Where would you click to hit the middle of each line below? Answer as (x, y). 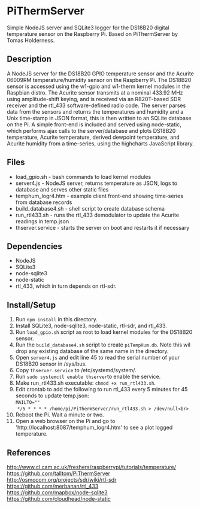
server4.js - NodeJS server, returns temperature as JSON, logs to (96, 183)
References (29, 453)
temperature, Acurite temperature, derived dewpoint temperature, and (93, 137)
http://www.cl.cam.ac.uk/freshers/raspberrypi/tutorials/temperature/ (91, 467)
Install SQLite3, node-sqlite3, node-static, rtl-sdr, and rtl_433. (91, 326)
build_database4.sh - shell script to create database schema (90, 208)
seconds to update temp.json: (52, 396)
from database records (44, 202)
